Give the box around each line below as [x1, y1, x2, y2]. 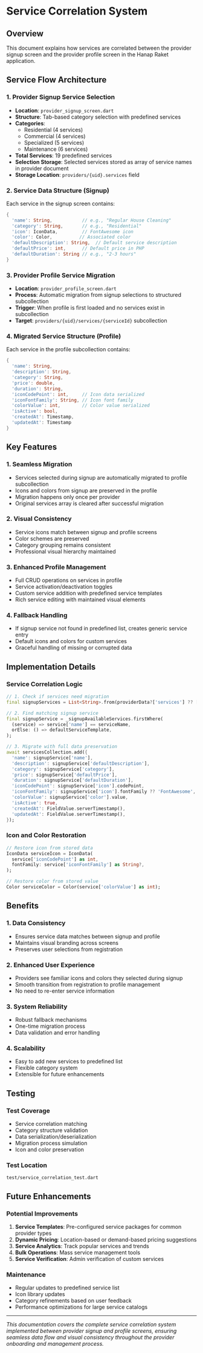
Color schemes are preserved [14, 535, 89, 542]
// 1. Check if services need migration [6, 693, 110, 700]
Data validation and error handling [14, 1029, 100, 1036]
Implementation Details [6, 661, 96, 672]
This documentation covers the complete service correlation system [6, 1321, 176, 1328]
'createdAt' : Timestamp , [11, 414, 74, 420]
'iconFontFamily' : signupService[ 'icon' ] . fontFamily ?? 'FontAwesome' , [11, 789, 196, 795]
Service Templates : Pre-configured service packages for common [14, 1223, 182, 1231]
